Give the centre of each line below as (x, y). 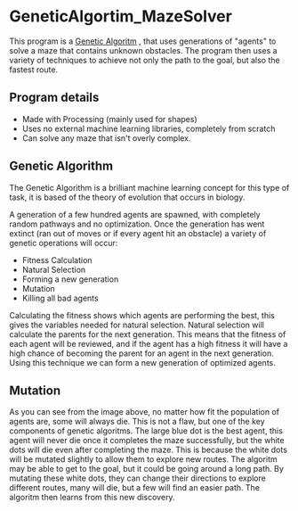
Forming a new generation (70, 279)
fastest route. (34, 70)
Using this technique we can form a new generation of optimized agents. (142, 362)
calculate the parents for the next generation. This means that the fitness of (148, 334)
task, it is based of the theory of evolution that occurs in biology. (127, 197)
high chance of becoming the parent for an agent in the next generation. (141, 353)
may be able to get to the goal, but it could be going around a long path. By (147, 469)
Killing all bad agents (60, 298)
